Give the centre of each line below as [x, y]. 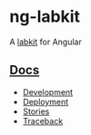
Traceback [43, 121]
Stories [36, 111]
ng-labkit [45, 17]
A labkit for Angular [45, 42]
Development [48, 92]
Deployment [45, 101]
